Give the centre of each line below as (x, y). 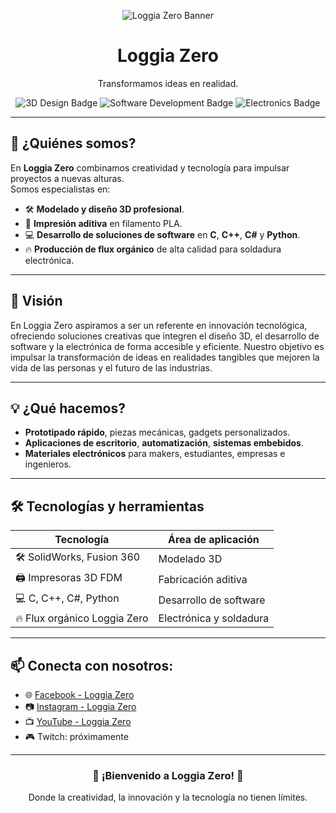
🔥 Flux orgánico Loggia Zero (82, 618)
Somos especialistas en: (60, 189)
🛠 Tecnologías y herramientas (107, 506)
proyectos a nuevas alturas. (67, 178)
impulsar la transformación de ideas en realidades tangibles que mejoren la (165, 357)
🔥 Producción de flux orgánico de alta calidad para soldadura (153, 249)
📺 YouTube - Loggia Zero (78, 721)
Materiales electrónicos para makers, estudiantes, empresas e (155, 454)
